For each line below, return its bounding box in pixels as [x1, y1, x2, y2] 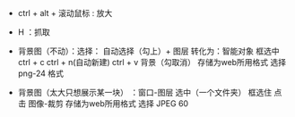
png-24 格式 [17, 68, 65, 79]
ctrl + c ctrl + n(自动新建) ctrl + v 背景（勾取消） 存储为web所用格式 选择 [17, 57, 287, 67]
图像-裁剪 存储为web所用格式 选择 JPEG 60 [28, 98, 189, 109]
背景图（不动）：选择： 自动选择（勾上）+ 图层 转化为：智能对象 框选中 [17, 46, 280, 56]
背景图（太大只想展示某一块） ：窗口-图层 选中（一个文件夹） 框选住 [17, 88, 273, 97]
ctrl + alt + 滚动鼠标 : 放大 [17, 8, 113, 18]
